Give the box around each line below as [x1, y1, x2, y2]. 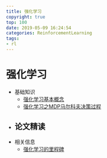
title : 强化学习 [6, 8, 42, 15]
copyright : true [6, 14, 45, 20]
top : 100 [6, 19, 27, 25]
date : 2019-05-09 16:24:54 [6, 24, 72, 31]
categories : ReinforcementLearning [6, 30, 92, 36]
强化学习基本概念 [23, 96, 65, 103]
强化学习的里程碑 [23, 145, 65, 152]
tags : [6, 36, 19, 41]
